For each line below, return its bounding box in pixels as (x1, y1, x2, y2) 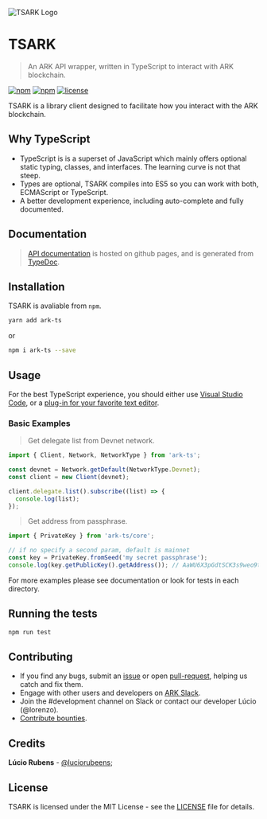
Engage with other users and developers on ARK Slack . (19, 688, 201, 698)
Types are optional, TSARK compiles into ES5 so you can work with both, (19, 179, 259, 189)
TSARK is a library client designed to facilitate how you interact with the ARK (8, 100, 258, 111)
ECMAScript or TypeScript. (19, 187, 109, 197)
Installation (8, 279, 65, 294)
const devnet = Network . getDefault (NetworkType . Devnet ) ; (8, 466, 201, 474)
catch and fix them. (19, 680, 83, 689)
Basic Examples (8, 418, 71, 429)
